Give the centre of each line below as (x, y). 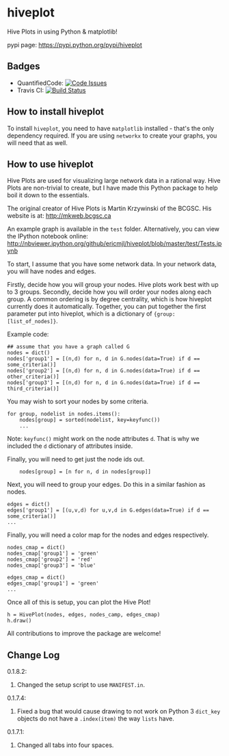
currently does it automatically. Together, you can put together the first (107, 307)
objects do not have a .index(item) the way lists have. (95, 719)
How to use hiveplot (50, 164)
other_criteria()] (33, 377)
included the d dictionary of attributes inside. (70, 446)
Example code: (28, 334)
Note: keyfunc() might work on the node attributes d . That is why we (103, 439)
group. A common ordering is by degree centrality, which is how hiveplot (109, 299)
